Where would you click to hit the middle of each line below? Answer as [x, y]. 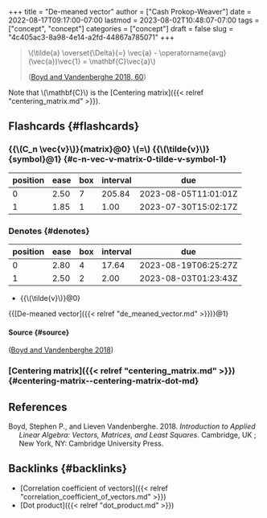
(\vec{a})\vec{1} [54, 61]
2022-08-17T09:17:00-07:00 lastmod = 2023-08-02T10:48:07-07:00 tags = [134, 20]
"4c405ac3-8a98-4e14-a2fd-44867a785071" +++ [91, 37]
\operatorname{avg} [193, 53]
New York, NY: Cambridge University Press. [91, 443]
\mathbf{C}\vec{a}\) [122, 61]
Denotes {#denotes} [49, 231]
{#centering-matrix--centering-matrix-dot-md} [104, 381]
